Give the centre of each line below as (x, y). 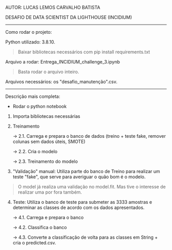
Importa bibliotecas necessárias (46, 116)
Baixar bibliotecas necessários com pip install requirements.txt (84, 52)
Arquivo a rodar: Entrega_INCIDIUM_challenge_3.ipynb (63, 62)
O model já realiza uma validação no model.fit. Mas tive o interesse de (92, 187)
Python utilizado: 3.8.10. (30, 42)
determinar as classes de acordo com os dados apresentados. (79, 207)
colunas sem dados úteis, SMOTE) (49, 141)
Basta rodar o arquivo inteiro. (48, 72)
